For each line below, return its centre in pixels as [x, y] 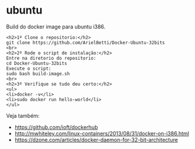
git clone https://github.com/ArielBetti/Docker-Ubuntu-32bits [86, 43]
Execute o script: [29, 69]
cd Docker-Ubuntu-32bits [37, 63]
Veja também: [23, 115]
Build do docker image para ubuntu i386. [56, 27]
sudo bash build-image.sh [38, 74]
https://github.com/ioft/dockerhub [56, 127]
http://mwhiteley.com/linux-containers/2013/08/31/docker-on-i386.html [102, 133]
